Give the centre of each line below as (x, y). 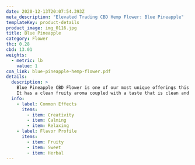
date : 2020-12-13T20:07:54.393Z (45, 11)
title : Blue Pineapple (34, 33)
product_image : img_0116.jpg (41, 28)
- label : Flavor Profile (47, 131)
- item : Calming (47, 121)
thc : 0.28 (18, 44)
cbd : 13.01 (19, 50)
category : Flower (27, 39)
